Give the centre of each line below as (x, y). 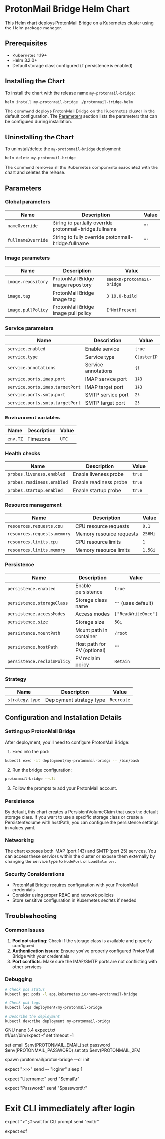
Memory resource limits (103, 550)
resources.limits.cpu (33, 542)
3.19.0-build (121, 296)
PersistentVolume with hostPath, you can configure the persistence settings (82, 822)
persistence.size (28, 622)
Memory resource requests (107, 534)
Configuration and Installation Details (63, 717)
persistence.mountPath (34, 633)
